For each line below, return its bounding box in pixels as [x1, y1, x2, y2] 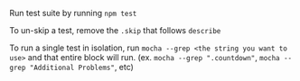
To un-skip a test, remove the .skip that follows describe [9, 25, 221, 35]
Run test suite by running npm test [9, 8, 137, 18]
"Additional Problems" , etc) [29, 62, 134, 72]
